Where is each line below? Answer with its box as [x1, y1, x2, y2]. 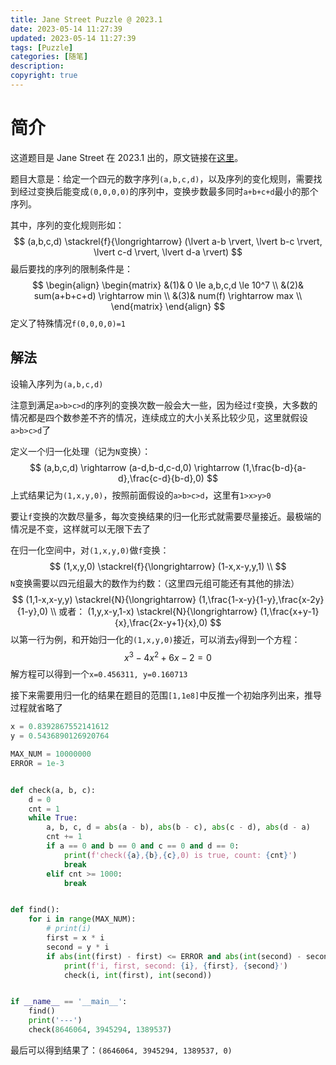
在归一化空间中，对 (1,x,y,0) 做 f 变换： [10, 544, 170, 556]
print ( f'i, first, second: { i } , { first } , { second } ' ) [63, 961, 289, 971]
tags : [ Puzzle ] [10, 42, 74, 53]
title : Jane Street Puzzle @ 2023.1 [10, 14, 163, 25]
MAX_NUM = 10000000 [10, 749, 92, 760]
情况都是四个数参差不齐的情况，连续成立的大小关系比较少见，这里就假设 [10, 411, 308, 423]
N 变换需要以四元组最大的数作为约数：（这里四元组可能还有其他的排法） [10, 577, 300, 589]
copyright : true [10, 71, 78, 81]
